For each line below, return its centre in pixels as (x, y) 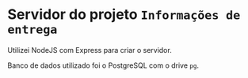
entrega (32, 30)
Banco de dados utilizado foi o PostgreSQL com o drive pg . (103, 65)
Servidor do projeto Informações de (124, 15)
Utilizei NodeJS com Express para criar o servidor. (90, 50)
